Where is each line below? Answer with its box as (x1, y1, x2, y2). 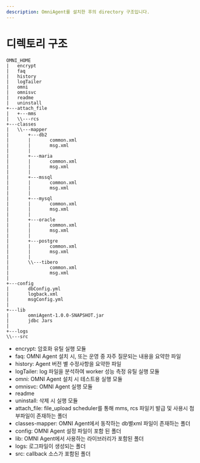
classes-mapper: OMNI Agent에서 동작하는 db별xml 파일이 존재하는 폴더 (15, 419, 191, 427)
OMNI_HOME (6, 57, 32, 64)
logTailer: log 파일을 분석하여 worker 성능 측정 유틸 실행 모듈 (15, 368, 160, 375)
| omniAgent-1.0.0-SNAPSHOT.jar (6, 312, 104, 319)
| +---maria (6, 153, 53, 159)
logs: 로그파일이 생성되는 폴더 (15, 442, 86, 450)
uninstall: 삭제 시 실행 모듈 (15, 397, 78, 404)
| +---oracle (6, 217, 56, 223)
